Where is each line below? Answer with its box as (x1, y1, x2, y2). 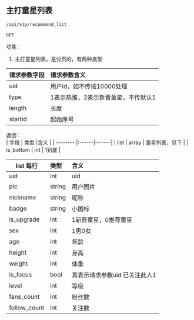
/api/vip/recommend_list (6, 21, 67, 28)
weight (9, 259, 28, 268)
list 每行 (15, 161, 38, 169)
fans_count (9, 292, 40, 301)
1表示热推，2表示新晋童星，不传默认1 (50, 93, 156, 101)
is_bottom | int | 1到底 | (6, 146, 61, 153)
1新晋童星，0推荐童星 (71, 215, 133, 224)
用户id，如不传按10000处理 (50, 82, 128, 90)
